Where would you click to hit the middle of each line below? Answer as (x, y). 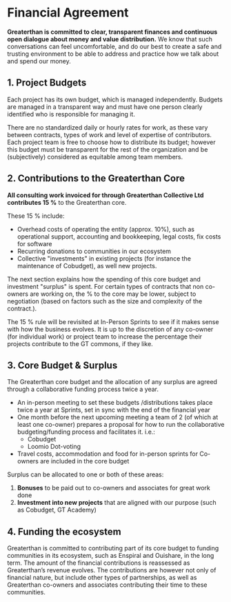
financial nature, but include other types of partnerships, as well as (102, 578)
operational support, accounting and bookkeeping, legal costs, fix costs (119, 237)
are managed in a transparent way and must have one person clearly (105, 107)
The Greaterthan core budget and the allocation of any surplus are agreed (112, 382)
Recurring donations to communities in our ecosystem (94, 251)
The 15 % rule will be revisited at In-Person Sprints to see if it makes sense (113, 321)
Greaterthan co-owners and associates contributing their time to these (107, 585)
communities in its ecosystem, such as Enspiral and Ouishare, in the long (111, 556)
